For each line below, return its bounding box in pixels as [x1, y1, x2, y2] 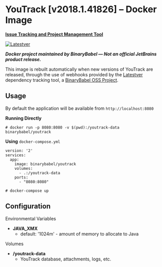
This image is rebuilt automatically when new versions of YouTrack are [5, 66, 153, 72]
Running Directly [5, 115, 42, 121]
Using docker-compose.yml [5, 138, 61, 144]
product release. [5, 56, 42, 62]
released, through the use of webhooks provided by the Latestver [5, 71, 143, 77]
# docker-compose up [5, 188, 49, 193]
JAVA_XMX [12, 225, 38, 231]
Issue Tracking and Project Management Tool [5, 31, 103, 37]
